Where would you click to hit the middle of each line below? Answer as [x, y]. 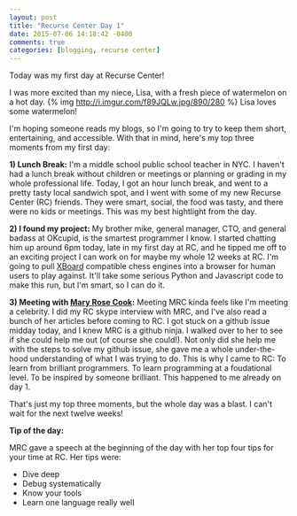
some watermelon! [43, 112]
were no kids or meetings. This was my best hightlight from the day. [133, 212]
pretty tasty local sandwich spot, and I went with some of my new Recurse [145, 193]
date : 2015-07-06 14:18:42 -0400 [71, 34]
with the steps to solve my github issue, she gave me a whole [121, 350]
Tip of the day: [37, 431]
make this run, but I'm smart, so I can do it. [87, 285]
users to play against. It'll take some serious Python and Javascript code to [146, 276]
